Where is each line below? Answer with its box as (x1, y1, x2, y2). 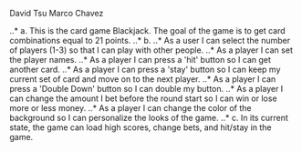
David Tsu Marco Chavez (9, 8, 104, 18)
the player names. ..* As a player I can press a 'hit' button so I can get (9, 55, 272, 65)
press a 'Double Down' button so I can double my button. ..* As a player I (9, 84, 284, 94)
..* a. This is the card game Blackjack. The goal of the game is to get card (9, 25, 286, 35)
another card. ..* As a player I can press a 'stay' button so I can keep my (9, 64, 281, 75)
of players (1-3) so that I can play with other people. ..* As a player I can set (9, 45, 294, 55)
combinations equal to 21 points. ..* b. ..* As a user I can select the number (9, 35, 290, 45)
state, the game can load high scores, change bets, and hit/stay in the (9, 122, 272, 133)
